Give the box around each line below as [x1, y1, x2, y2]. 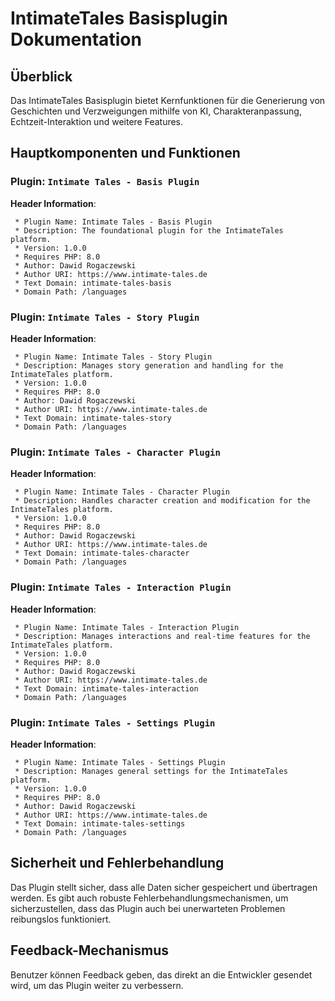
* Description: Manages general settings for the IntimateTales [14, 766, 288, 776]
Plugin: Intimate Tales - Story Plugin [10, 310, 200, 324]
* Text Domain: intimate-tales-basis [14, 278, 172, 288]
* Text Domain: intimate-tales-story [14, 413, 172, 423]
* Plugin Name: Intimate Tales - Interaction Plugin [14, 622, 240, 632]
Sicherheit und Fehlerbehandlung [10, 855, 225, 872]
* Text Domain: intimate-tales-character [14, 548, 190, 559]
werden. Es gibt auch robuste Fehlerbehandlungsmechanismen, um [10, 892, 289, 904]
